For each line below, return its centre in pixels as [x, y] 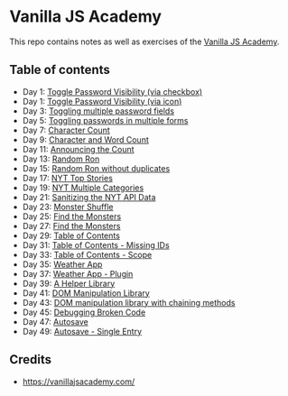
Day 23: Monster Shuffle [68, 207]
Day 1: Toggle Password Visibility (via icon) [102, 101]
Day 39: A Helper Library [69, 283]
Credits [31, 359]
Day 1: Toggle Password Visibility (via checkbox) [112, 91]
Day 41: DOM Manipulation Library [86, 293]
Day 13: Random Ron [61, 159]
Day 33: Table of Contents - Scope [87, 254]
